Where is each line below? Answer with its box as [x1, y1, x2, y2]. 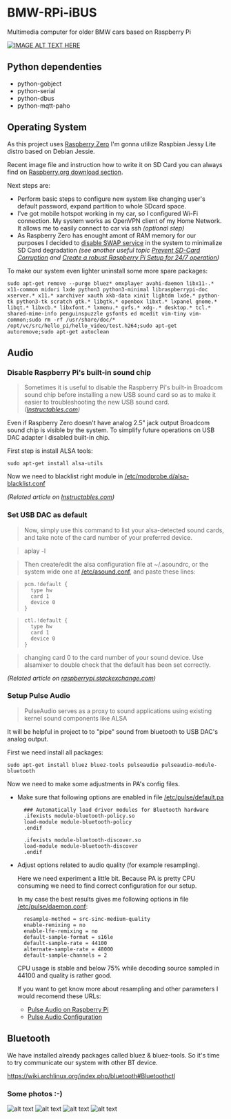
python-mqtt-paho [17, 101, 70, 110]
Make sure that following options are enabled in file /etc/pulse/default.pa [17, 792, 224, 801]
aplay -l [23, 547, 46, 555]
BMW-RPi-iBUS [7, 5, 97, 21]
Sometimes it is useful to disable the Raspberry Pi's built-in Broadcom [23, 383, 223, 391]
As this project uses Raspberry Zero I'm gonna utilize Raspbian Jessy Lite [7, 139, 217, 148]
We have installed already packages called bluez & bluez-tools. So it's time [7, 1051, 220, 1059]
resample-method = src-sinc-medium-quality [23, 915, 150, 922]
